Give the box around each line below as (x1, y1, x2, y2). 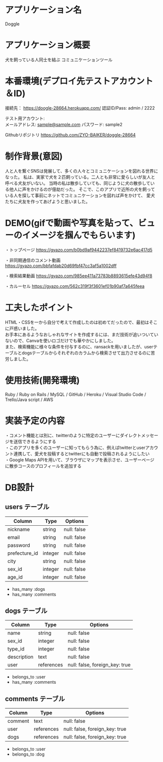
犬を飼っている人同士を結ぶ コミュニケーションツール (5, 57, 113, 63)
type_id (7, 646, 25, 652)
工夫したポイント (5, 302, 74, 313)
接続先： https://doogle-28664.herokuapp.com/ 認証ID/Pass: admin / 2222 (5, 105, 155, 111)
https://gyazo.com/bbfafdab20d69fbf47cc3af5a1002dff (5, 263, 117, 269)
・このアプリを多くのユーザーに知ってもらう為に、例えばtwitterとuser (5, 445, 146, 450)
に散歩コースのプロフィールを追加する (5, 463, 82, 469)
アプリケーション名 (5, 4, 82, 16)
